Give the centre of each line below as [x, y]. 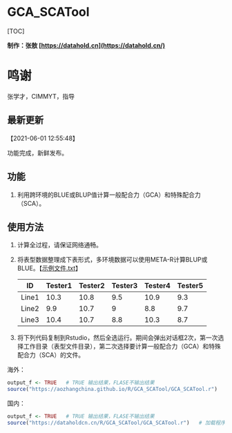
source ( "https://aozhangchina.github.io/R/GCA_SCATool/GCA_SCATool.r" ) [112, 389]
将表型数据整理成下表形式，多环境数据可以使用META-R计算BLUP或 [112, 260]
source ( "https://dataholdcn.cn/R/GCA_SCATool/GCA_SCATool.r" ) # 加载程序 [116, 423]
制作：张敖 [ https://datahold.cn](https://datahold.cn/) [86, 45]
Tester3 [125, 286]
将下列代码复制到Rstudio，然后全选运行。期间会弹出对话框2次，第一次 [117, 338]
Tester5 [190, 286]
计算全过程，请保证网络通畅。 [59, 245]
